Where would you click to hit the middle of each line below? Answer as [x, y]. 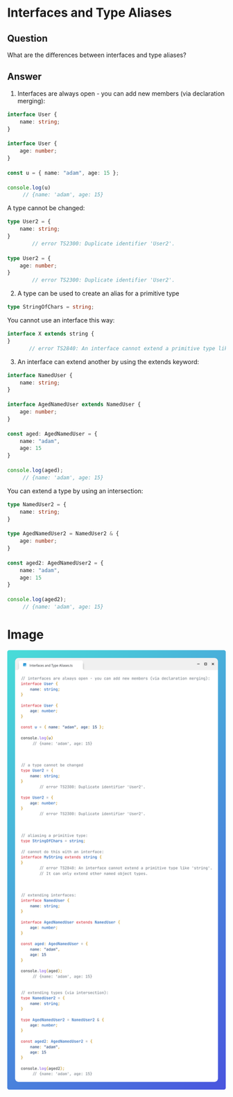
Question [27, 38]
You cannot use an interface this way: [61, 320]
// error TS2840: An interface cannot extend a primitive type [122, 348]
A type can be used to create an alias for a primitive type [98, 293]
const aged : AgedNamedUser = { [52, 434]
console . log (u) [29, 188]
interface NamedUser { [40, 375]
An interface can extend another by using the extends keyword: [108, 361]
